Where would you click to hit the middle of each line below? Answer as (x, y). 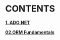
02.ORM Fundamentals (30, 32)
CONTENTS (30, 9)
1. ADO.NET (18, 22)
